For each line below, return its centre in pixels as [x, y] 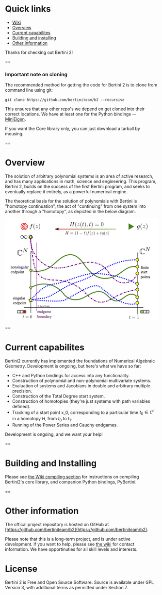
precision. [22, 391]
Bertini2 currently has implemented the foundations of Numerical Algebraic [80, 361]
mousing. [14, 134]
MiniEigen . [16, 119]
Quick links [28, 9]
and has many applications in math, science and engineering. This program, [81, 182]
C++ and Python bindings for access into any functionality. [71, 375]
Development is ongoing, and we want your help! [54, 434]
